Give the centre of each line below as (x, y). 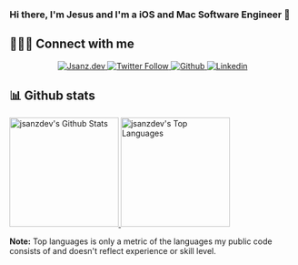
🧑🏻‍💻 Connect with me (72, 44)
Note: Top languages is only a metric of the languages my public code (141, 241)
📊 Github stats (52, 96)
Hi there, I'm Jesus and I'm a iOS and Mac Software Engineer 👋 (150, 15)
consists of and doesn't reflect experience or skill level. (113, 250)
